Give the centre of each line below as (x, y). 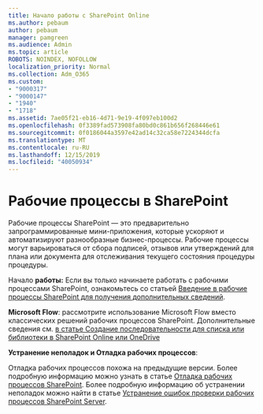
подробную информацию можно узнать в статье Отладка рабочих (120, 376)
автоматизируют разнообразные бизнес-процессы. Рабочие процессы (129, 240)
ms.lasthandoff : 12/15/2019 (54, 155)
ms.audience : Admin (40, 45)
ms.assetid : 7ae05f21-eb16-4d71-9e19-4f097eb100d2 (93, 118)
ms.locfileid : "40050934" (50, 162)
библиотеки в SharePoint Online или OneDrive (84, 338)
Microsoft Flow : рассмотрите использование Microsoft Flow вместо (122, 312)
